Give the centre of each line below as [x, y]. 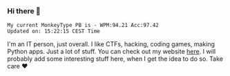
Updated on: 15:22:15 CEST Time [54, 31]
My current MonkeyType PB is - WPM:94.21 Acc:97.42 [83, 26]
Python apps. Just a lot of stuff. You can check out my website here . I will [112, 52]
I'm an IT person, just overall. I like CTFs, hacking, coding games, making [111, 44]
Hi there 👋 [24, 11]
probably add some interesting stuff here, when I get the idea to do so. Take [115, 59]
